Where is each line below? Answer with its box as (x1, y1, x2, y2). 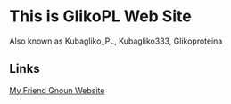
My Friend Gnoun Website (9, 84, 105, 95)
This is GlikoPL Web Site (9, 6, 192, 27)
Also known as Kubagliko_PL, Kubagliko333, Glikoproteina (9, 36, 223, 46)
